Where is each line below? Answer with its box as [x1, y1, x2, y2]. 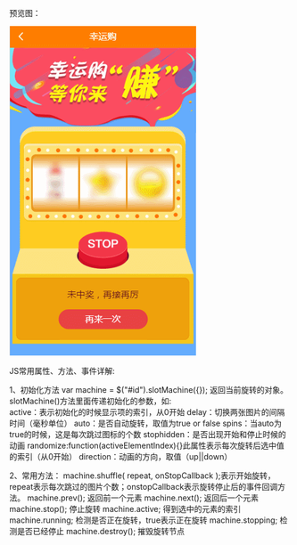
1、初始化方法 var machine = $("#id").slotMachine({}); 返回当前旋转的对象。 [9, 385, 288, 395]
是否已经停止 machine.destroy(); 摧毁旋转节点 [16, 526, 186, 536]
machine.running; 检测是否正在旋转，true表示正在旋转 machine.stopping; [9, 515, 278, 525]
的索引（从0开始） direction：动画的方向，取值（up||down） [9, 451, 233, 461]
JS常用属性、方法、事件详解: [9, 366, 116, 376]
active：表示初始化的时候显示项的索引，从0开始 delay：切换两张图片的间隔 [9, 407, 285, 417]
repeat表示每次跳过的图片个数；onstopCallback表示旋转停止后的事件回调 [9, 482, 278, 492]
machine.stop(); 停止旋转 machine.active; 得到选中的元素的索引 [9, 504, 242, 514]
